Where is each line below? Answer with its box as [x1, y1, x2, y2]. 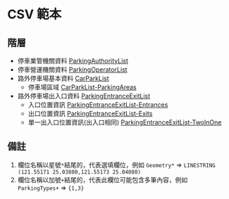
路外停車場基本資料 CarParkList [17, 75, 109, 82]
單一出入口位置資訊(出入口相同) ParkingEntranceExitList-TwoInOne [27, 118, 222, 127]
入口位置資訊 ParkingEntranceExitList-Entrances [27, 101, 168, 109]
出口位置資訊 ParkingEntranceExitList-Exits [27, 110, 153, 117]
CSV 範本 [7, 6, 62, 23]
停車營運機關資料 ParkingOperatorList [17, 65, 128, 74]
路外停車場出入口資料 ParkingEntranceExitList [17, 92, 151, 100]
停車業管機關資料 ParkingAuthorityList [17, 57, 129, 65]
